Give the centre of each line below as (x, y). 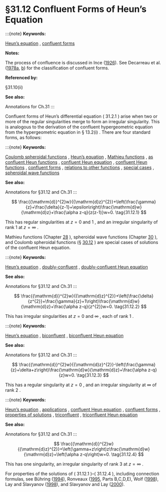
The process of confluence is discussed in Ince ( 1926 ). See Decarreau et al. (83, 62)
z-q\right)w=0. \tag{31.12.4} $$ (112, 454)
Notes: (12, 53)
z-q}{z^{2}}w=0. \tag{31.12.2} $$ (113, 306)
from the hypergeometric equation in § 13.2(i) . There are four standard (78, 132)
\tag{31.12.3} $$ (93, 375)
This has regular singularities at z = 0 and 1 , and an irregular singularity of (82, 222)
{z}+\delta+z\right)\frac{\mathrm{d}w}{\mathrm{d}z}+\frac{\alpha (79, 370)
